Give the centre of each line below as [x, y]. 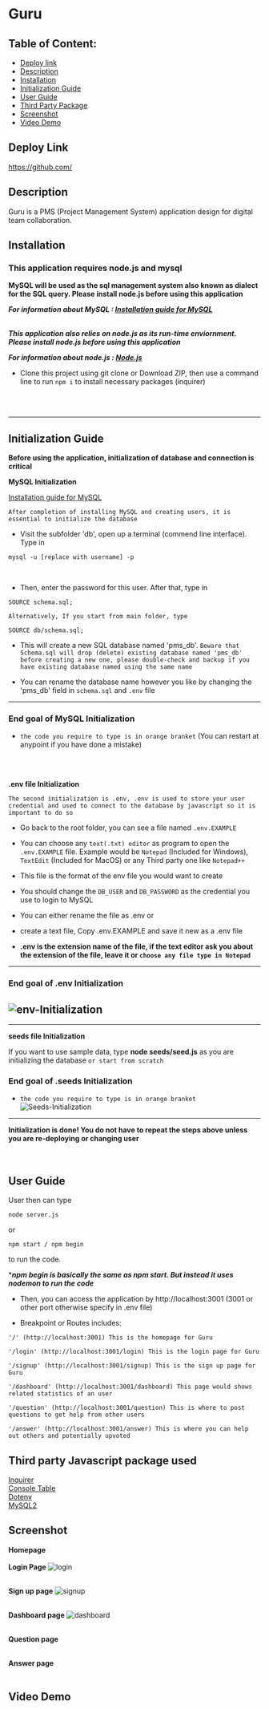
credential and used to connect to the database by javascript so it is [132, 806]
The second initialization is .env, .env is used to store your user [127, 799]
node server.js [34, 1215]
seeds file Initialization [47, 1036]
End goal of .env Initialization [66, 983]
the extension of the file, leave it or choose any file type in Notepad [135, 955]
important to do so [41, 813]
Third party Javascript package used [103, 1460]
